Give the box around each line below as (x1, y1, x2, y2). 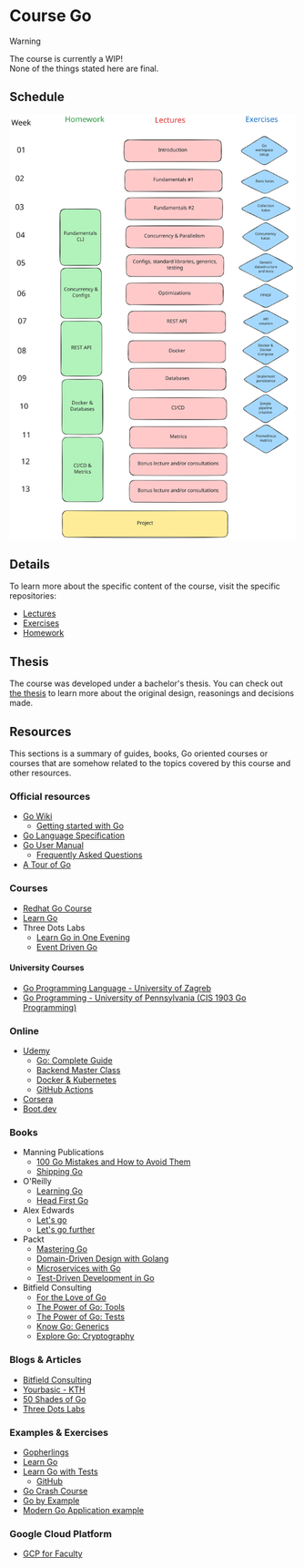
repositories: (9, 590, 57, 601)
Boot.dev (22, 1103, 57, 1114)
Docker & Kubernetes (35, 1074, 117, 1085)
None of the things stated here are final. (9, 63, 159, 74)
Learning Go (35, 1185, 84, 1196)
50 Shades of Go (22, 1393, 86, 1404)
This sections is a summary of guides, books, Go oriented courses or (9, 748, 269, 759)
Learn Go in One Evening (35, 931, 130, 943)
